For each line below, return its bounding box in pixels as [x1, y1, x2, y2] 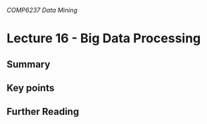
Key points [6, 82, 55, 94]
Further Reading [6, 106, 80, 118]
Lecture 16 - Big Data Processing [6, 31, 201, 46]
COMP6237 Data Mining [6, 6, 78, 14]
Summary [6, 58, 51, 70]
